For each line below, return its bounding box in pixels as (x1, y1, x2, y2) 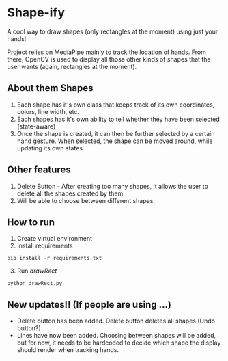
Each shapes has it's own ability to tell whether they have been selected (16, 115, 220, 123)
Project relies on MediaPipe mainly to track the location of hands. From (7, 48, 207, 56)
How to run (7, 216, 55, 228)
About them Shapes (7, 82, 94, 94)
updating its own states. (16, 144, 85, 152)
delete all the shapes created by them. (16, 189, 125, 198)
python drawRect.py (7, 280, 63, 287)
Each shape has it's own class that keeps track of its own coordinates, (16, 101, 215, 109)
